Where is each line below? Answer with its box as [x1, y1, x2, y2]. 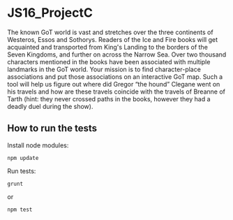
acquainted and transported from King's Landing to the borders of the [7, 43, 208, 51]
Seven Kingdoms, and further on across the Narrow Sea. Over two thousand [7, 50, 227, 59]
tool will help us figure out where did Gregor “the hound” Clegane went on [7, 80, 220, 88]
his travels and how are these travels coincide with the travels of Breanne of [7, 87, 225, 96]
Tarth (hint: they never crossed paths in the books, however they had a [7, 94, 211, 103]
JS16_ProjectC [7, 5, 93, 21]
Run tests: [7, 166, 36, 175]
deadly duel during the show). [7, 102, 93, 110]
